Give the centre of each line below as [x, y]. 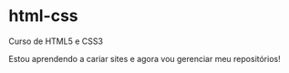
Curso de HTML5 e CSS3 [56, 41]
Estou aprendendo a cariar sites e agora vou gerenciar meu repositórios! [144, 58]
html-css [43, 16]
